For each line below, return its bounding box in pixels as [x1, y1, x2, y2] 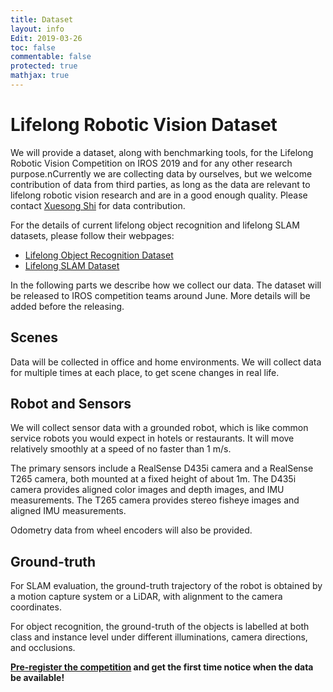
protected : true [10, 61, 78, 71]
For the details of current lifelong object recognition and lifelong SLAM [10, 219, 300, 231]
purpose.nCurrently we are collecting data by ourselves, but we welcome [10, 167, 313, 180]
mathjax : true [10, 71, 70, 81]
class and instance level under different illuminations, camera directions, [10, 631, 308, 643]
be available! [10, 672, 65, 684]
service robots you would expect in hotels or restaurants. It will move [10, 432, 295, 445]
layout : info [10, 24, 65, 34]
